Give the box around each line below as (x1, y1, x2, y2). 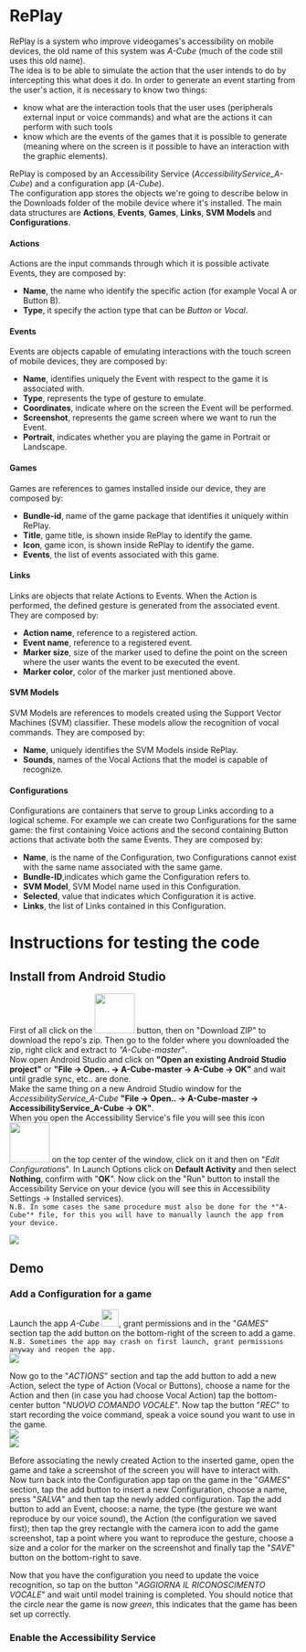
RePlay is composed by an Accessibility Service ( (9, 168, 195, 179)
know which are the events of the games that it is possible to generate (22, 131, 288, 142)
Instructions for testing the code (9, 933, 260, 953)
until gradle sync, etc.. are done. (9, 1074, 132, 1085)
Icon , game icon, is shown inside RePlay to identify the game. (22, 539, 255, 550)
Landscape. (22, 441, 68, 452)
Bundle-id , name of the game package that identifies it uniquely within (22, 510, 290, 521)
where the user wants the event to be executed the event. (22, 656, 240, 667)
